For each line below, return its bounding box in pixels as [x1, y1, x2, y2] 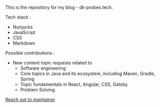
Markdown [12, 40, 36, 46]
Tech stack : [5, 14, 31, 20]
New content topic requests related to [12, 60, 93, 65]
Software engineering [20, 65, 66, 71]
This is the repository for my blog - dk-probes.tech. [5, 5, 113, 10]
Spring [20, 76, 35, 82]
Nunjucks [12, 24, 33, 30]
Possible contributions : [5, 50, 55, 56]
